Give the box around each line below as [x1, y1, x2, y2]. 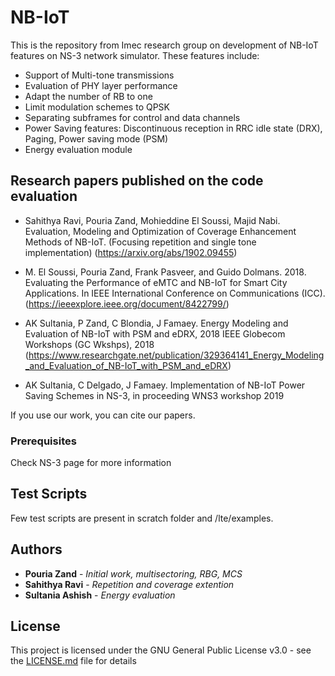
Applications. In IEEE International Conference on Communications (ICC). [24, 287, 326, 299]
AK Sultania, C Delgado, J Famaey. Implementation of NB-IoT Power [24, 379, 306, 391]
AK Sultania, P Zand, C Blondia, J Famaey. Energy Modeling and [24, 317, 289, 329]
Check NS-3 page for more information [10, 457, 172, 469]
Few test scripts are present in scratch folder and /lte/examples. [10, 512, 274, 524]
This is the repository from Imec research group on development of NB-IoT [10, 39, 319, 51]
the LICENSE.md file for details [10, 655, 137, 667]
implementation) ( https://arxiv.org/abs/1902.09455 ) [24, 246, 238, 258]
